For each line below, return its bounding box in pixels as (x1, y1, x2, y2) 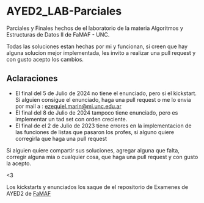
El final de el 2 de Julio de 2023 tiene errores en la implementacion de (15, 122, 192, 129)
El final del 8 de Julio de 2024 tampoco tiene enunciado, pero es (15, 109, 178, 116)
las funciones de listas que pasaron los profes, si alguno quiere (15, 128, 175, 135)
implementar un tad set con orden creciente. (15, 115, 128, 123)
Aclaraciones (6, 73, 58, 84)
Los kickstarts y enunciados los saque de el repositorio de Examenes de (6, 183, 188, 190)
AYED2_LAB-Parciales (6, 4, 122, 18)
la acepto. (6, 160, 32, 167)
